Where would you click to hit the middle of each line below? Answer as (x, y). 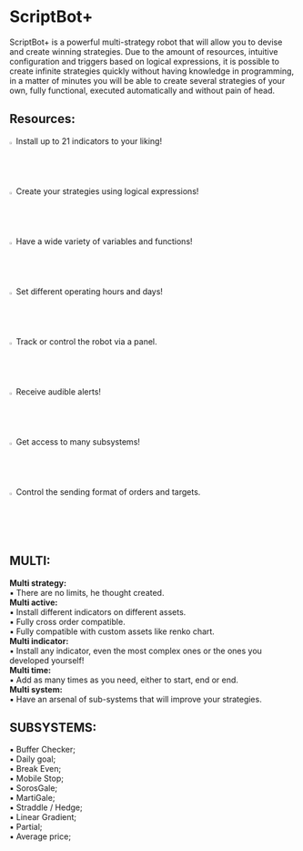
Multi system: (36, 689)
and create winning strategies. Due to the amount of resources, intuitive (144, 51)
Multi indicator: (39, 641)
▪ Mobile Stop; (36, 779)
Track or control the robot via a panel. (86, 341)
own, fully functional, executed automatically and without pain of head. (142, 90)
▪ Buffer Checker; (42, 750)
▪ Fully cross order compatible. (67, 621)
